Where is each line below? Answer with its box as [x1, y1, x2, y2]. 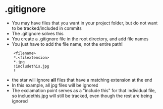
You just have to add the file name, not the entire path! [11, 41, 123, 47]
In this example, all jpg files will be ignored [11, 82, 99, 88]
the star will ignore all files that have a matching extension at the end [11, 77, 153, 83]
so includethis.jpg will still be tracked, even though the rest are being [11, 93, 153, 99]
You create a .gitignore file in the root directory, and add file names [11, 36, 149, 42]
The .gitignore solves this [11, 30, 64, 36]
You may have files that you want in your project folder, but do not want [11, 20, 158, 26]
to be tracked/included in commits [11, 25, 82, 31]
